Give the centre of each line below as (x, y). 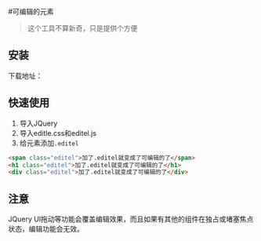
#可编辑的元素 (31, 11)
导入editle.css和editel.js (58, 133)
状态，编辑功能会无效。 (46, 229)
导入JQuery (38, 123)
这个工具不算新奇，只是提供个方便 (82, 28)
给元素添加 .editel (49, 143)
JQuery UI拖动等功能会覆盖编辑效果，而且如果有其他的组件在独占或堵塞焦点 (131, 219)
